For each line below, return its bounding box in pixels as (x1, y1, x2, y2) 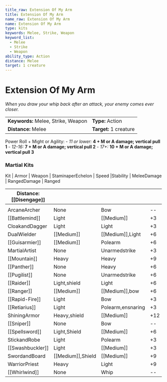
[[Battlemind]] (7, 215, 41, 222)
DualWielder (7, 231, 36, 238)
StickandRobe (7, 337, 41, 344)
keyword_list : (5, 35, 35, 40)
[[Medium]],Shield (53, 353, 96, 360)
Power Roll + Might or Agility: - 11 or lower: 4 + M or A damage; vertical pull (5, 138, 161, 145)
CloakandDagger (7, 223, 47, 230)
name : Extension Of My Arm (5, 21, 61, 26)
